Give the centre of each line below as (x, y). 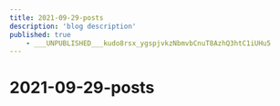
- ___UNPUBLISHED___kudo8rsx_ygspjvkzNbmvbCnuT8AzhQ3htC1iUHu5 (149, 43)
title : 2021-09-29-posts (57, 18)
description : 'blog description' (73, 26)
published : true (40, 34)
